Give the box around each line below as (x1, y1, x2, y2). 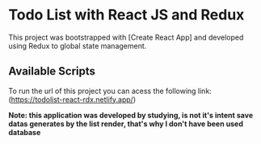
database (8, 127, 41, 137)
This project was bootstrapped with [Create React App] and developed (8, 32, 244, 42)
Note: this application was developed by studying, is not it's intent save (8, 110, 253, 120)
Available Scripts (8, 65, 95, 78)
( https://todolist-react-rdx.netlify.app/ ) (8, 95, 137, 104)
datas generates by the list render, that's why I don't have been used (8, 119, 244, 129)
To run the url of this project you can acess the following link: (8, 86, 212, 95)
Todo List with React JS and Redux (8, 6, 245, 24)
